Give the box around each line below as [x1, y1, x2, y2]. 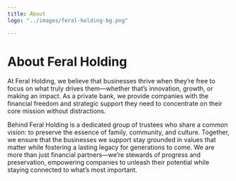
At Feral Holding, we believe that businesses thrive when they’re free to [7, 77, 216, 86]
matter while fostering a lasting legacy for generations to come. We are [7, 143, 215, 152]
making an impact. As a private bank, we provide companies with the [7, 92, 209, 100]
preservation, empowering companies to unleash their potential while [7, 158, 210, 167]
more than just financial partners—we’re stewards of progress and [7, 151, 201, 159]
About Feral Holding [7, 54, 128, 69]
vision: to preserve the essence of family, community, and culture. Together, [7, 128, 230, 136]
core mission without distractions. [7, 107, 106, 115]
